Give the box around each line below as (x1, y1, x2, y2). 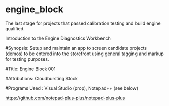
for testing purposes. (5, 56, 49, 62)
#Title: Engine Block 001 (5, 66, 56, 72)
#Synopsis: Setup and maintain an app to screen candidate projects (5, 45, 147, 51)
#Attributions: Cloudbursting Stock (5, 75, 78, 81)
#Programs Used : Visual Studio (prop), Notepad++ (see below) (5, 85, 139, 91)
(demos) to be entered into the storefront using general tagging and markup (5, 50, 164, 57)
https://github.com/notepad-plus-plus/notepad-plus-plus (5, 95, 125, 101)
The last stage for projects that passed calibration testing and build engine (5, 20, 161, 26)
